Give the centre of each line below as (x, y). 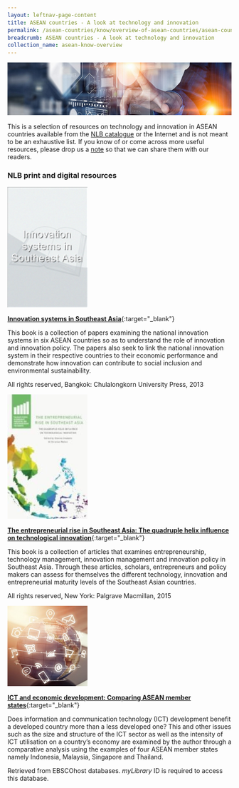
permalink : (23, 30)
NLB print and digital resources (62, 175)
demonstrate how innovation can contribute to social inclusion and (105, 363)
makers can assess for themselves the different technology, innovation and (117, 574)
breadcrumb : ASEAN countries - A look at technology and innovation (111, 38)
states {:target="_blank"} (44, 705)
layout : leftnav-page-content (52, 15)
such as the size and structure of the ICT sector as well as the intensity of (115, 734)
